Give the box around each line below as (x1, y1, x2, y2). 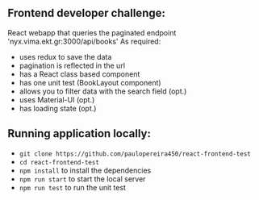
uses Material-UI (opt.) (19, 94, 95, 104)
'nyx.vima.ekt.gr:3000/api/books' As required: (7, 36, 161, 46)
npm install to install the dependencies (19, 165, 152, 175)
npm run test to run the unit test (19, 182, 127, 192)
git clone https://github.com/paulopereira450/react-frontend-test (19, 149, 251, 158)
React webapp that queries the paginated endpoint (7, 27, 177, 37)
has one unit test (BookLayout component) (19, 77, 162, 87)
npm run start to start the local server (19, 173, 146, 184)
